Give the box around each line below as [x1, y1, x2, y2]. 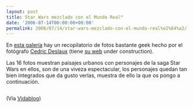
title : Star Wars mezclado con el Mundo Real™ [6, 14, 124, 20]
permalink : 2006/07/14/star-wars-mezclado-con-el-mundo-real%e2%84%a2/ [6, 25, 187, 31]
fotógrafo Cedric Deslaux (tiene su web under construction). [6, 48, 154, 55]
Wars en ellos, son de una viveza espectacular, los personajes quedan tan [6, 66, 188, 73]
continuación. [6, 78, 40, 85]
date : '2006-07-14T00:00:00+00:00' [6, 20, 94, 26]
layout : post [6, 8, 39, 15]
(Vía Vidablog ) [6, 95, 42, 102]
